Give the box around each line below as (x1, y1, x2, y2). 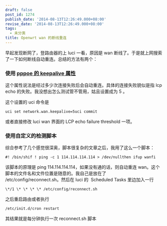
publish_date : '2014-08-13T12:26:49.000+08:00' (5, 17, 107, 22)
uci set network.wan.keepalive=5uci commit (5, 109, 98, 115)
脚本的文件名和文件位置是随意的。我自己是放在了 (5, 170, 106, 176)
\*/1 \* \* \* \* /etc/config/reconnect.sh (5, 187, 98, 192)
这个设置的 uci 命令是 (5, 99, 49, 105)
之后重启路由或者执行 (5, 196, 49, 202)
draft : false (5, 7, 33, 13)
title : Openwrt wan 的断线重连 (5, 36, 67, 41)
